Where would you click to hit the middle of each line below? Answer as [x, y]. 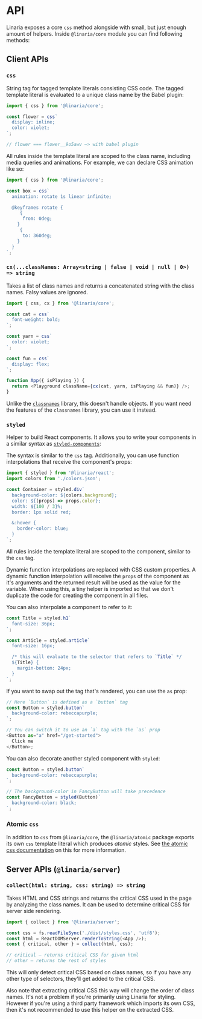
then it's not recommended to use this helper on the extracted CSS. [90, 1010]
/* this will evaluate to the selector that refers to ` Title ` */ [97, 657]
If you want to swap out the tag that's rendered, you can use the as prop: [97, 691]
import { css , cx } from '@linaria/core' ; [60, 303]
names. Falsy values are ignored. [47, 292]
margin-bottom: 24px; [44, 668]
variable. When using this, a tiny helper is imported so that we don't [90, 589]
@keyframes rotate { [37, 207]
